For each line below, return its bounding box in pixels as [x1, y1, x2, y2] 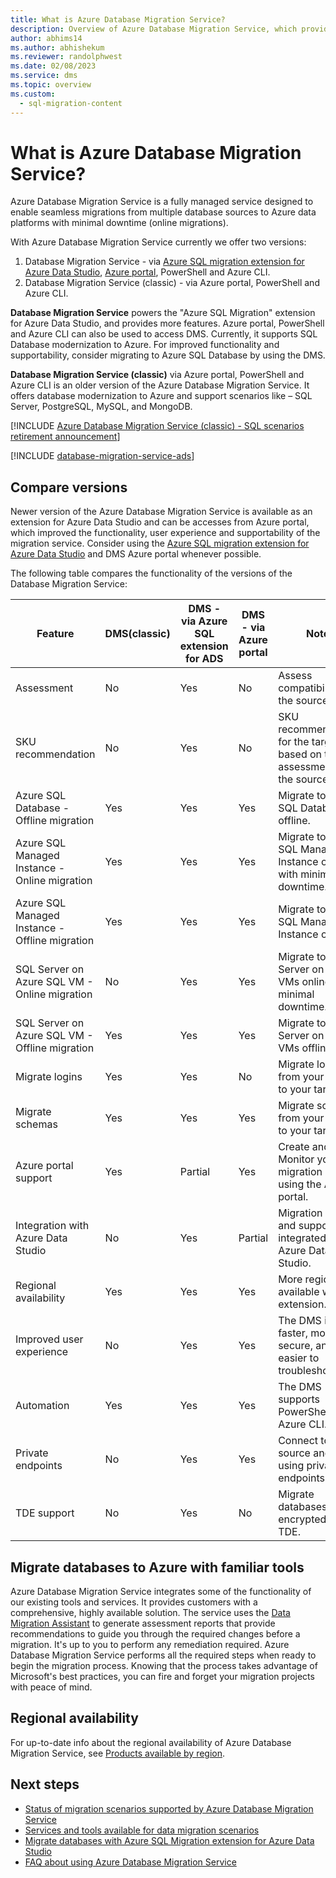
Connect [278, 1434, 319, 1448]
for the [278, 735, 310, 749]
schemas [15, 1117, 58, 1131]
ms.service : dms [10, 71, 78, 81]
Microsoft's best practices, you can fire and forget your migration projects [10, 1671, 315, 1683]
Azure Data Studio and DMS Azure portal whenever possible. [10, 548, 262, 560]
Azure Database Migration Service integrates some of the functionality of [10, 1586, 312, 1598]
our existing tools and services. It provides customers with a [10, 1596, 258, 1608]
